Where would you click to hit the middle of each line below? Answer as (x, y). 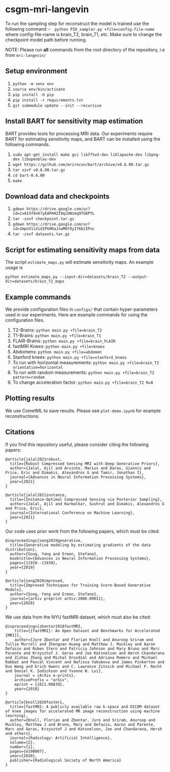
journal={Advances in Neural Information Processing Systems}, (78, 477)
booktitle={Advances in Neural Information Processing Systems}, (80, 558)
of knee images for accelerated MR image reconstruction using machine (82, 711)
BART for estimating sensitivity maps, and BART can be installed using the (83, 139)
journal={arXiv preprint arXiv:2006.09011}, (58, 599)
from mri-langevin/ (26, 55)
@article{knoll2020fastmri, (35, 702)
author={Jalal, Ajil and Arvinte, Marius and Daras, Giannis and (80, 468)
